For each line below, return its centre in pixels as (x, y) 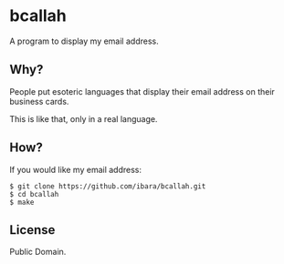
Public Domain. (38, 252)
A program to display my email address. (84, 41)
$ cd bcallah (34, 194)
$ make (22, 202)
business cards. (39, 101)
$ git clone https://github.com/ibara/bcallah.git (108, 186)
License (32, 230)
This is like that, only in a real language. (84, 118)
